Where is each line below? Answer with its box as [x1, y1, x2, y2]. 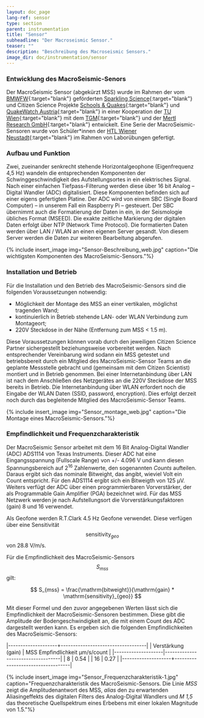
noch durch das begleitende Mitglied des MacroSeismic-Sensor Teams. [6, 396, 186, 404]
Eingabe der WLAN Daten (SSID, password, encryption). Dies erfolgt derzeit [6, 390, 197, 397]
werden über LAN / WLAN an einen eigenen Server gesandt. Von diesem [6, 228, 189, 235]
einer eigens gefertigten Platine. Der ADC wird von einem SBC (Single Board [6, 195, 198, 203]
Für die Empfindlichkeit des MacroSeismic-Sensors [6, 554, 135, 561]
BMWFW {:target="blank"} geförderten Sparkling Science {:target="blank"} [6, 95, 193, 102]
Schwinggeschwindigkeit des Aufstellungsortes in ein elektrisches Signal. [6, 176, 191, 183]
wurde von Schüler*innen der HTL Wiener [31, 127, 137, 134]
